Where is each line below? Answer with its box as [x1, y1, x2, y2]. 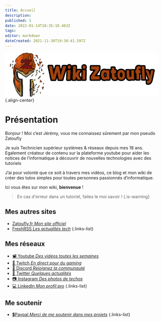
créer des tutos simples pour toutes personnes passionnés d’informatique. [5, 175, 154, 180]
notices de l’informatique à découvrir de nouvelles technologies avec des [5, 155, 152, 161]
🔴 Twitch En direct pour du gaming [12, 260, 81, 266]
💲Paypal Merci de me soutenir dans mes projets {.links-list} [12, 312, 130, 318]
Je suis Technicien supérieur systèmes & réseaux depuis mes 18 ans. [5, 145, 144, 150]
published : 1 [5, 18, 32, 23]
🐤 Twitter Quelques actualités [12, 270, 71, 276]
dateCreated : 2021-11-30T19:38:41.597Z [5, 39, 86, 44]
